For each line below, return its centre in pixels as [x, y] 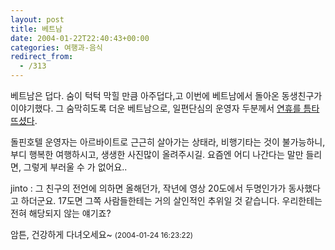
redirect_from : [42, 57]
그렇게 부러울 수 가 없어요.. [75, 167]
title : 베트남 [36, 29]
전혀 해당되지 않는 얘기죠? [61, 213]
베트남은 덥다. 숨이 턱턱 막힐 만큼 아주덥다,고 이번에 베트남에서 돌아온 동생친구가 [166, 95]
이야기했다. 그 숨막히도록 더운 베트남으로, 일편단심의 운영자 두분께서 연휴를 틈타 [165, 108]
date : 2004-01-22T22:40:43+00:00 [80, 38]
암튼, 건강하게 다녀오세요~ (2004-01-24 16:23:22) [102, 234]
